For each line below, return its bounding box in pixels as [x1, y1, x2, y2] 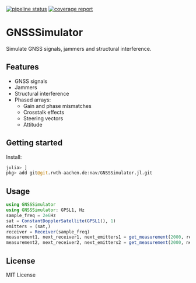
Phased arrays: [14, 96, 51, 103]
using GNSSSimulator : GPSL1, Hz [6, 207, 85, 213]
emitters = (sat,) [6, 223, 51, 229]
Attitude [23, 121, 43, 128]
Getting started [6, 138, 63, 148]
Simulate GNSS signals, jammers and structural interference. [6, 45, 152, 52]
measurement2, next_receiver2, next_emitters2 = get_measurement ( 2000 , [6, 240, 184, 246]
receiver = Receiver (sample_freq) [6, 229, 90, 235]
